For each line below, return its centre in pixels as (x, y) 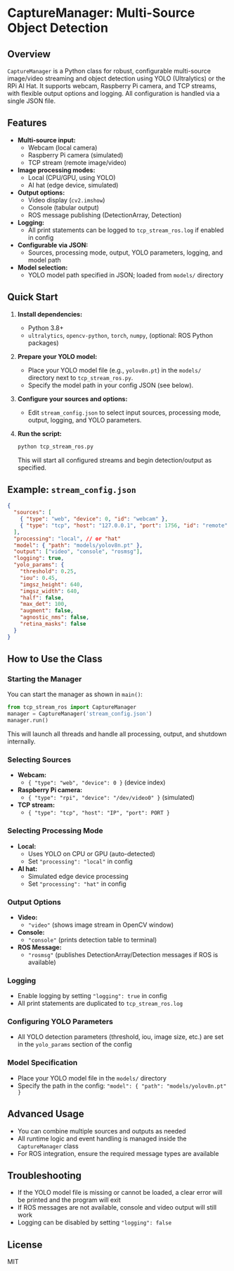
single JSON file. (32, 101)
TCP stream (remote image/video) (77, 162)
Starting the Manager (45, 679)
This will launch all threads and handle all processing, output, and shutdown (117, 734)
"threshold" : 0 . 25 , (48, 572)
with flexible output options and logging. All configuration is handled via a (113, 93)
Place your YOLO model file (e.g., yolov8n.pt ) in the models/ (115, 370)
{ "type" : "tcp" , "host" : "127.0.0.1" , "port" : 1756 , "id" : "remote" (124, 525)
